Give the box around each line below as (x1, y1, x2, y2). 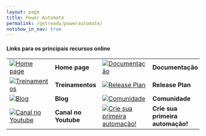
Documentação (152, 63, 198, 72)
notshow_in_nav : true (6, 26, 62, 32)
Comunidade (152, 95, 191, 103)
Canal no (55, 108, 82, 116)
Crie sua (152, 104, 178, 113)
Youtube (55, 116, 80, 124)
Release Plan (152, 81, 191, 89)
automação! (152, 120, 188, 128)
